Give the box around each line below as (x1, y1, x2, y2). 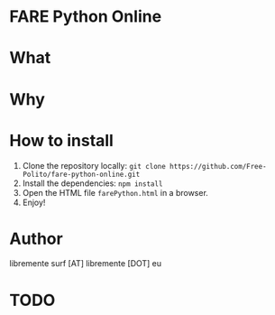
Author (9, 228, 63, 249)
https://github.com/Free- (170, 162, 268, 171)
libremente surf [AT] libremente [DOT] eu (9, 258, 162, 269)
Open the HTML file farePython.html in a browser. (22, 187, 209, 198)
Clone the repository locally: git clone (22, 160, 167, 171)
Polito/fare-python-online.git (22, 170, 141, 179)
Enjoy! (22, 197, 46, 208)
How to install (9, 130, 115, 151)
